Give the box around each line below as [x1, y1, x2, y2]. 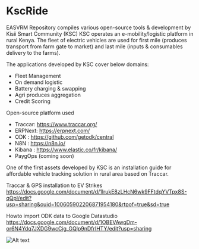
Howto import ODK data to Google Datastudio [6, 212, 118, 219]
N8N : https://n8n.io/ [14, 139, 66, 147]
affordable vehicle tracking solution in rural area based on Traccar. [6, 170, 169, 177]
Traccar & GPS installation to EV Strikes [6, 182, 103, 189]
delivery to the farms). [6, 49, 61, 56]
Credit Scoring [14, 97, 50, 105]
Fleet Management [14, 72, 61, 79]
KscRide [6, 4, 49, 18]
